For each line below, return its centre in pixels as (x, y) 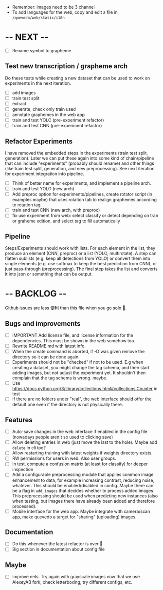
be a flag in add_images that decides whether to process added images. (83, 491)
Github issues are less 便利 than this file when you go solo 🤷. (66, 308)
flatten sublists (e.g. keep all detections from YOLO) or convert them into (78, 258)
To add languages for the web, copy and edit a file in (65, 12)
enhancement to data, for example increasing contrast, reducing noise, (83, 480)
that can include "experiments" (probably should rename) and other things (80, 163)
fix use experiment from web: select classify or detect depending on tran (85, 216)
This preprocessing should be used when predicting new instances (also (85, 496)
